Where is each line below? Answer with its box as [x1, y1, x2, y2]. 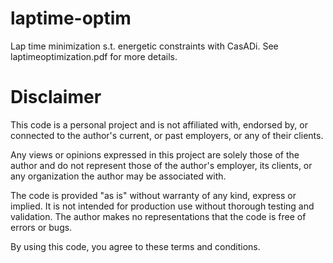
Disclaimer [10, 86, 102, 109]
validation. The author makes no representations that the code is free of [10, 210, 307, 222]
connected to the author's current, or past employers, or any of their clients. [10, 129, 324, 141]
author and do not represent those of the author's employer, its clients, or [10, 159, 313, 171]
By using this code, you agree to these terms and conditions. [10, 240, 261, 252]
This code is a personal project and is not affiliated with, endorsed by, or [10, 118, 308, 131]
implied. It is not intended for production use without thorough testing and [10, 200, 315, 212]
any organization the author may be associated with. [10, 170, 227, 182]
